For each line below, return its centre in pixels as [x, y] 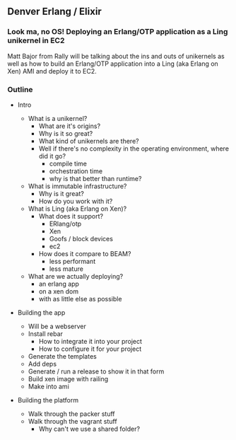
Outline [20, 89]
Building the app [41, 312]
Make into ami [48, 386]
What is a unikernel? [58, 118]
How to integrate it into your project [90, 341]
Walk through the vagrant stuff [73, 421]
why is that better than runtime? [95, 178]
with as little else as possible [80, 299]
